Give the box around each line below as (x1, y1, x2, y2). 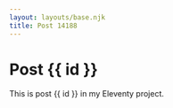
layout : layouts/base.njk (9, 12, 105, 22)
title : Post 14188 (9, 21, 78, 30)
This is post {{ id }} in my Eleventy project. (9, 89, 165, 99)
